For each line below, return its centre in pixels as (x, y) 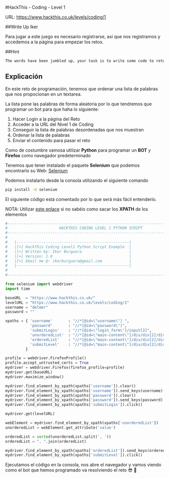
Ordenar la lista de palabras (41, 135)
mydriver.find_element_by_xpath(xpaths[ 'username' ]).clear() (71, 386)
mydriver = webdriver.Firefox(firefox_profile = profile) (65, 368)
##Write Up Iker (22, 27)
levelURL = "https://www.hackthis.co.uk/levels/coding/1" (67, 302)
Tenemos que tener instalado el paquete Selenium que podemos (72, 165)
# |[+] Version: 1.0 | (68, 256)
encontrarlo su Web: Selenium (36, 170)
